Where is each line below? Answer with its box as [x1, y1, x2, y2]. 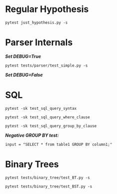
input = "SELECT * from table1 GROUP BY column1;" [5, 142, 113, 147]
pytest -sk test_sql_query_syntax [5, 106, 77, 111]
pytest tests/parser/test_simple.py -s [5, 63, 88, 68]
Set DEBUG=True [5, 53, 41, 59]
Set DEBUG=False [5, 72, 43, 78]
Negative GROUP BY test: [5, 132, 59, 138]
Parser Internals [5, 37, 73, 48]
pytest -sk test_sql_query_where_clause [5, 114, 91, 120]
